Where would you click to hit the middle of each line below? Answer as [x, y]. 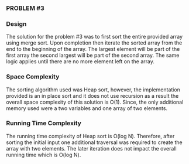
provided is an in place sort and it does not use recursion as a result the [92, 95]
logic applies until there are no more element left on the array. [80, 61]
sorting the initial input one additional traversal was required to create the [94, 142]
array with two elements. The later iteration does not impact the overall [91, 148]
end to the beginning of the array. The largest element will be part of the [93, 49]
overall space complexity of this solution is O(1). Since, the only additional [95, 102]
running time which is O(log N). [44, 155]
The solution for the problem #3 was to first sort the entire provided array [94, 37]
